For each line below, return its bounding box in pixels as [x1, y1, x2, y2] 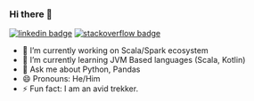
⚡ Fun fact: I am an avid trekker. [21, 83, 139, 94]
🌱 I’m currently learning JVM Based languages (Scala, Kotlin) [21, 55, 246, 66]
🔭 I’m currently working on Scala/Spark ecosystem [21, 45, 209, 56]
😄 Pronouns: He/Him [21, 74, 101, 84]
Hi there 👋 [9, 8, 53, 20]
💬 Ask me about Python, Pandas [21, 64, 141, 74]
